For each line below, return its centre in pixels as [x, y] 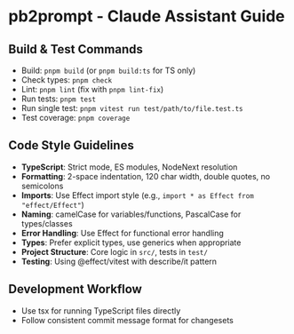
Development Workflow [75, 289]
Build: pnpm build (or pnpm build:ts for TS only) [108, 70]
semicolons [42, 186]
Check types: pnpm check [67, 80]
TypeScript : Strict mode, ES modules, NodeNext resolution [129, 167]
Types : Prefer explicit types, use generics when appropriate [131, 243]
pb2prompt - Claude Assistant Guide [147, 16]
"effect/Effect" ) [53, 204]
